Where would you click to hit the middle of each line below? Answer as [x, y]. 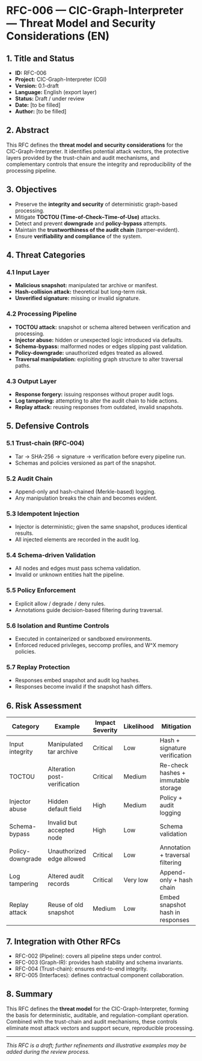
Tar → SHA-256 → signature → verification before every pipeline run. [100, 456]
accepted [61, 830]
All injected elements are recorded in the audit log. [77, 540]
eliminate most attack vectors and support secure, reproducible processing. [100, 1028]
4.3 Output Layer [32, 381]
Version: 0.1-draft [37, 86]
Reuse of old [66, 905]
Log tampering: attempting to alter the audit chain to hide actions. [97, 400]
